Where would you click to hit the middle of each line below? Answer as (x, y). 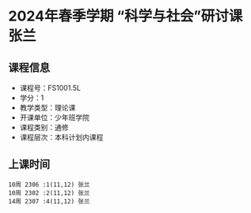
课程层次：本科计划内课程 (61, 137)
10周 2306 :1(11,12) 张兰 (49, 185)
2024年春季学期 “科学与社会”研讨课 (125, 16)
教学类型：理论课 (48, 108)
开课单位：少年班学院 (54, 118)
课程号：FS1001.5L (50, 88)
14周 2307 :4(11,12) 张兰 (49, 201)
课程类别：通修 (44, 127)
